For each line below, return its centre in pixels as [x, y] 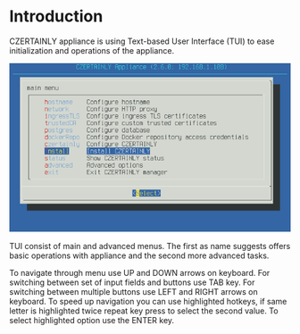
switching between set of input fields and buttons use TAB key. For [132, 282]
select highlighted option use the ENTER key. [92, 321]
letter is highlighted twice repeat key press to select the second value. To [144, 311]
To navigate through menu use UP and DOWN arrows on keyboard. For [140, 273]
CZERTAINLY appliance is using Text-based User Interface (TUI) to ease [142, 41]
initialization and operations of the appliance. [92, 50]
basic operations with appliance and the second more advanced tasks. [139, 255]
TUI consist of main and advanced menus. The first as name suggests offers [150, 246]
